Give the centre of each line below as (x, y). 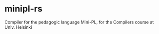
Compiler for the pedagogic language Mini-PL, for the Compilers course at (79, 22)
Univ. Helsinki (18, 27)
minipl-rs (23, 9)
